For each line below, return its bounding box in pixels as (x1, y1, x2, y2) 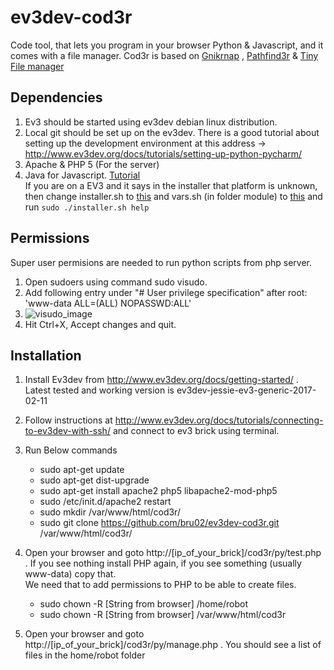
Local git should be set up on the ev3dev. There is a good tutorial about (24, 126, 320, 138)
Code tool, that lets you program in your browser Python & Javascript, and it (10, 39, 324, 51)
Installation (10, 347, 82, 364)
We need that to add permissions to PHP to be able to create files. (24, 579, 297, 591)
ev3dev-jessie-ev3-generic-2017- (176, 384, 317, 396)
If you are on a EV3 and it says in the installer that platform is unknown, (24, 179, 318, 191)
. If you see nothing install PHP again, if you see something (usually (24, 557, 302, 570)
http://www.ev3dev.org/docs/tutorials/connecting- (114, 414, 324, 426)
